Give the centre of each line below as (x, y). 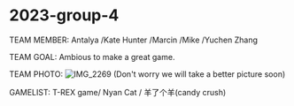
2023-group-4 (64, 15)
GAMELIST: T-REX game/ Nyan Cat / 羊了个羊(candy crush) (118, 92)
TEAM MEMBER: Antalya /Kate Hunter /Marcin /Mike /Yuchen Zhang (134, 40)
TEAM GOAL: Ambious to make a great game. (92, 57)
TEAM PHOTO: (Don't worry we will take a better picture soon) (147, 74)
